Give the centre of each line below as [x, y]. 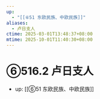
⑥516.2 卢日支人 [50, 71]
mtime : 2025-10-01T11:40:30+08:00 [50, 40]
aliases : [17, 23]
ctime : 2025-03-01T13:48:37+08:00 [50, 34]
